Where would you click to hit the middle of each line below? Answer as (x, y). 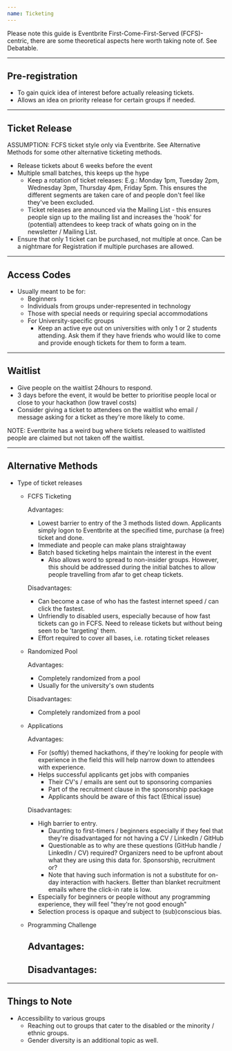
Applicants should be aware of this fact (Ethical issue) (125, 797)
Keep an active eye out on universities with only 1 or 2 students (127, 328)
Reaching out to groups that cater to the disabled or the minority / (121, 1025)
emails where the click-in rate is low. (100, 889)
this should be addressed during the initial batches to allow (132, 567)
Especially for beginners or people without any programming (124, 897)
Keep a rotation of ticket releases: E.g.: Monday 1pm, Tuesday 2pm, (123, 180)
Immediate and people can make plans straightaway (112, 545)
